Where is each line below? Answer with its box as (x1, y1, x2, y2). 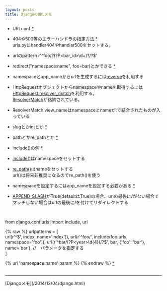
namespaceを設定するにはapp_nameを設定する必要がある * (12, 182, 135, 188)
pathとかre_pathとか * (12, 134, 58, 140)
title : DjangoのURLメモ (5, 12, 52, 17)
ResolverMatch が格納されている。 (12, 96, 83, 102)
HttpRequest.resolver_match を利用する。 (12, 90, 97, 96)
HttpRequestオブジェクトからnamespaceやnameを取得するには (12, 84, 143, 90)
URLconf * (12, 25, 34, 31)
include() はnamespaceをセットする (12, 155, 85, 161)
